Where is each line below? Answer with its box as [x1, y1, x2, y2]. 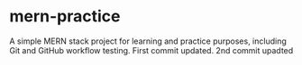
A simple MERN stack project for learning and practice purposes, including [9, 36, 287, 46]
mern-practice [9, 6, 121, 27]
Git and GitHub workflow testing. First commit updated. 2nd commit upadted [9, 45, 294, 55]
